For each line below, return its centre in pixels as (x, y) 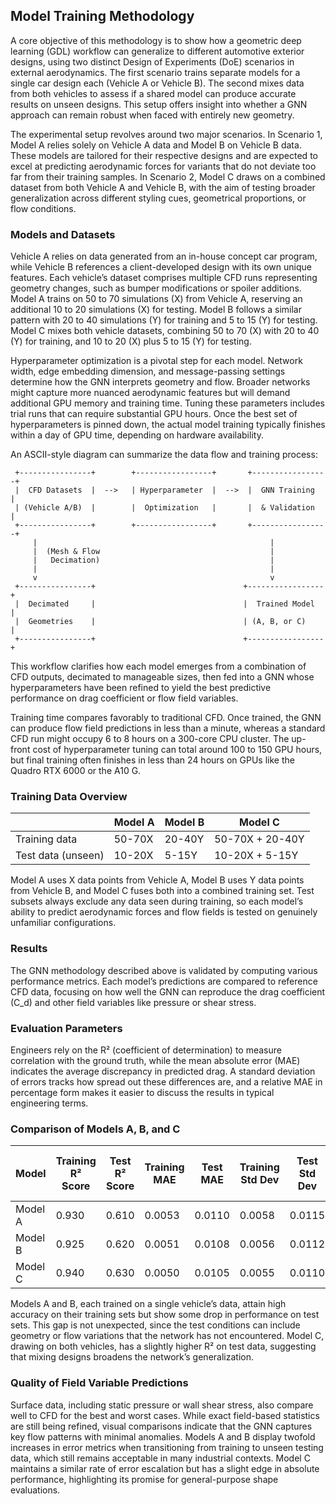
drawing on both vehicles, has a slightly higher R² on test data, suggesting (163, 1346)
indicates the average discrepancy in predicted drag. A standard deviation (163, 1071)
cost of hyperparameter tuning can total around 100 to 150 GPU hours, (177, 750)
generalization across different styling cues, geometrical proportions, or (158, 198)
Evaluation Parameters (66, 1028)
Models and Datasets (63, 234)
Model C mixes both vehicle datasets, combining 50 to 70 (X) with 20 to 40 (165, 331)
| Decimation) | (153, 560)
